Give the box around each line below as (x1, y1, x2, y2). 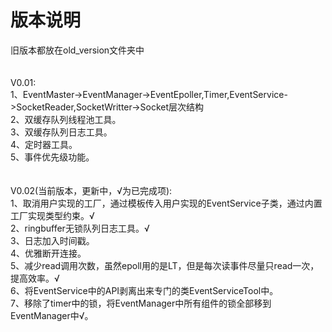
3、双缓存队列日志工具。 (10, 126, 113, 138)
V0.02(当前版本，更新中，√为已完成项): (10, 184, 173, 196)
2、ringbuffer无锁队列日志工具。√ (10, 222, 150, 234)
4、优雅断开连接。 (10, 247, 87, 259)
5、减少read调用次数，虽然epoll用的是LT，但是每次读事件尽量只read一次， (10, 259, 320, 271)
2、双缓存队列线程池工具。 (10, 113, 122, 125)
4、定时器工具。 (10, 138, 78, 150)
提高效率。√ (10, 272, 60, 284)
